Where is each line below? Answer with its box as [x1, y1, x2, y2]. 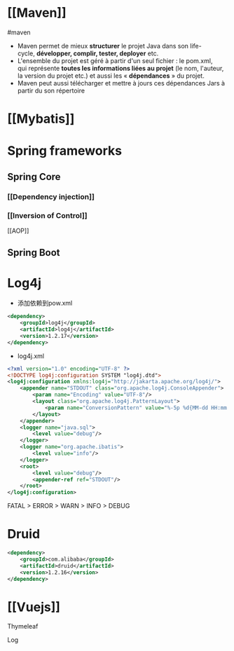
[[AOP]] [7, 226, 29, 235]
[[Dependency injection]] [7, 191, 95, 201]
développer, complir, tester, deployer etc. [36, 49, 159, 57]
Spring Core [7, 170, 61, 183]
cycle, [17, 49, 35, 57]
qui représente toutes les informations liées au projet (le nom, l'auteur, [17, 64, 224, 72]
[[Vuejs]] [7, 599, 61, 615]
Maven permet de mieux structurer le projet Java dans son [17, 41, 189, 50]
